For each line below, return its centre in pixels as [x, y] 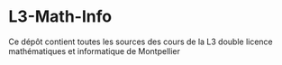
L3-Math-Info [60, 17]
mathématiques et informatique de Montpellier [95, 51]
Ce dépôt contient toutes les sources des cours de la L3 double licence [141, 42]
